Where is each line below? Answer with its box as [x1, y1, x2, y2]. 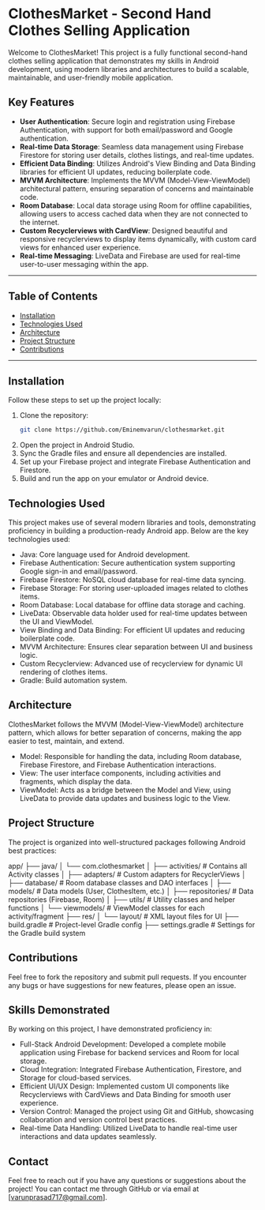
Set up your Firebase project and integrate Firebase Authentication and [19, 457, 251, 467]
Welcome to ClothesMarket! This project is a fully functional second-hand [8, 47, 248, 57]
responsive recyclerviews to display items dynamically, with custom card [19, 234, 257, 243]
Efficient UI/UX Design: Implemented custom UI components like [19, 1081, 230, 1091]
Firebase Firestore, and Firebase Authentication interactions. [19, 760, 217, 769]
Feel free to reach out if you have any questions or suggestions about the [8, 1176, 247, 1186]
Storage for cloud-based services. [19, 1073, 132, 1083]
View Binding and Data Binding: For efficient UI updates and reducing [19, 626, 245, 635]
